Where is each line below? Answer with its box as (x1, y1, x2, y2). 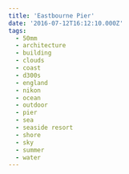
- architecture (15, 42, 67, 50)
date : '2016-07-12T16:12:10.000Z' (8, 19, 124, 27)
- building (15, 49, 52, 57)
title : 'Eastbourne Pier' (8, 11, 95, 20)
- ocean (15, 94, 42, 102)
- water (15, 153, 42, 161)
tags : (8, 26, 26, 34)
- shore (15, 131, 42, 139)
